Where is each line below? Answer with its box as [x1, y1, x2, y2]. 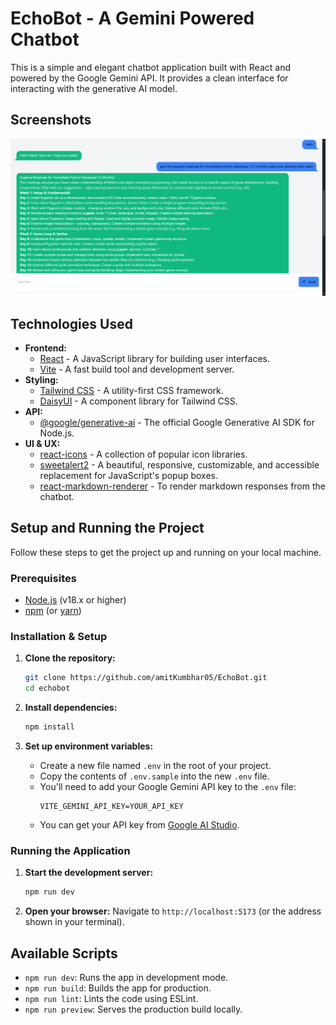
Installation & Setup [10, 630, 108, 644]
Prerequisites [10, 571, 77, 585]
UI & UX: [24, 438, 61, 450]
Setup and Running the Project [10, 520, 205, 537]
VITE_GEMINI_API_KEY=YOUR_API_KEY [39, 802, 184, 812]
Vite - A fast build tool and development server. [39, 363, 235, 376]
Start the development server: [24, 867, 154, 879]
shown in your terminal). [24, 916, 125, 928]
